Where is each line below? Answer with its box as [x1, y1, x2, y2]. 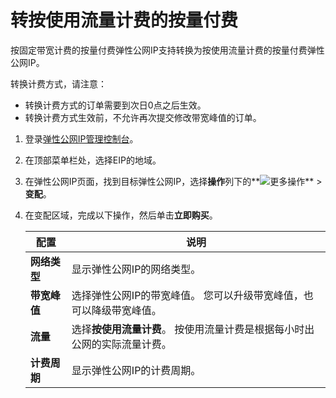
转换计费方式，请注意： [10, 77, 107, 90]
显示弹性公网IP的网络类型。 [71, 262, 202, 276]
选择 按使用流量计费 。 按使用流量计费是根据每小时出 [71, 322, 315, 336]
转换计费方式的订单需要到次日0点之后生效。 [24, 99, 207, 111]
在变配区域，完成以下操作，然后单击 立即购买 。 [24, 209, 218, 221]
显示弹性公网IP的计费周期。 [71, 363, 202, 377]
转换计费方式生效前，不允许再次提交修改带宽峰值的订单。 [24, 111, 262, 123]
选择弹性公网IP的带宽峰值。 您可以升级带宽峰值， [71, 288, 304, 302]
